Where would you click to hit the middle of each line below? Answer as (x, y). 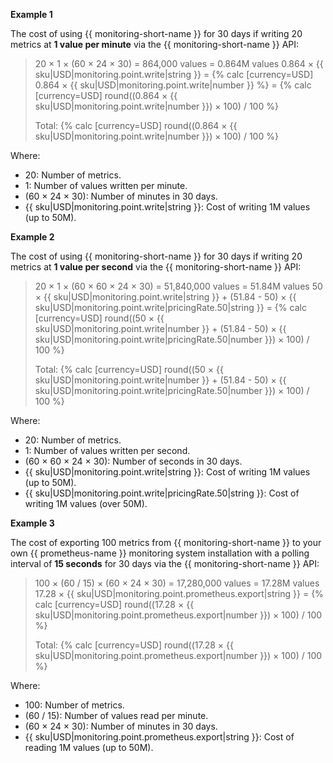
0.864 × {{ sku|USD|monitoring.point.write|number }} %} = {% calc (173, 85)
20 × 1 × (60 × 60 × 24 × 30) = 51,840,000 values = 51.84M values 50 (178, 286)
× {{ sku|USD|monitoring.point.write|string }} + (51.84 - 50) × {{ (165, 297)
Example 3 (32, 523)
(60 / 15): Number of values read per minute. (116, 715)
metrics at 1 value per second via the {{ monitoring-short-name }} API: (156, 267)
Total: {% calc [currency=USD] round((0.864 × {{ (136, 125)
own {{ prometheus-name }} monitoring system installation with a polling (160, 553)
